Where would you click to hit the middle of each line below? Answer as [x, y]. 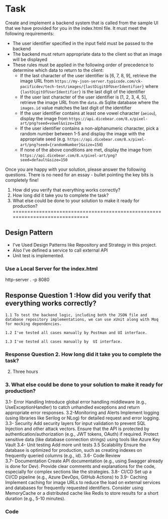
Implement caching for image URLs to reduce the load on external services [83, 483]
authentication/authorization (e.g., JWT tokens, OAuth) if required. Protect [82, 434]
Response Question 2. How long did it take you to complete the [83, 354]
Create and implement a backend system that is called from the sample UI [82, 23]
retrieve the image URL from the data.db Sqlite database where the [89, 102]
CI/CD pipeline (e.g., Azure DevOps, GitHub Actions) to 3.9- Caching [76, 477]
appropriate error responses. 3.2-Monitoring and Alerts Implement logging [82, 413]
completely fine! [22, 180]
